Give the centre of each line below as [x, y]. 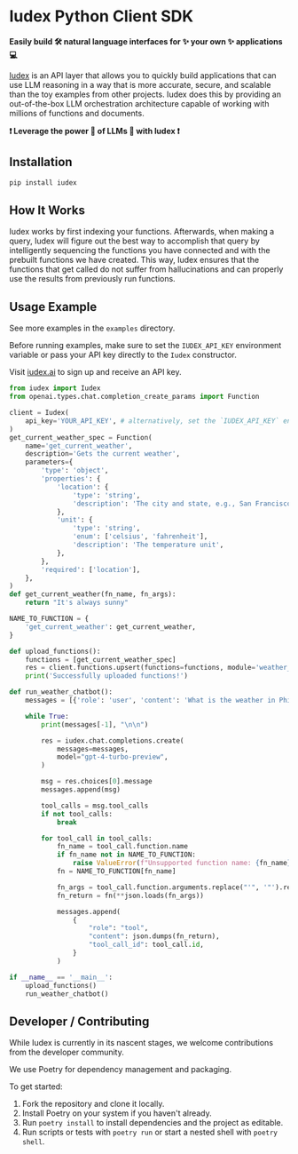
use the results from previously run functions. [92, 279]
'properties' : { [71, 479]
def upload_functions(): [55, 651]
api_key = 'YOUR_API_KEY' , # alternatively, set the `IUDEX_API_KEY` [152, 421]
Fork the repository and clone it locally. [93, 1104]
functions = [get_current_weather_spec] [101, 659]
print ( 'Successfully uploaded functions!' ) [107, 676]
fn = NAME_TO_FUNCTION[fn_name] [116, 871]
